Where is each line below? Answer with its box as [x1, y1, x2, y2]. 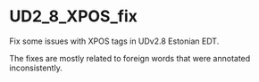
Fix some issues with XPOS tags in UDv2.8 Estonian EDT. [9, 36, 220, 46]
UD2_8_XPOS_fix [9, 6, 138, 27]
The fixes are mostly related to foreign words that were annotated [9, 53, 251, 63]
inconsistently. [9, 62, 63, 73]
